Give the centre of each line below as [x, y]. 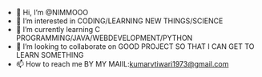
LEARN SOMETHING [50, 55]
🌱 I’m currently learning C [58, 29]
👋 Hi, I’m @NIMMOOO [52, 12]
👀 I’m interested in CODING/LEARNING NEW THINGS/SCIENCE [119, 21]
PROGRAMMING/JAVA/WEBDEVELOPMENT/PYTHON [104, 38]
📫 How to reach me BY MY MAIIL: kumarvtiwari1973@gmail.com [122, 64]
